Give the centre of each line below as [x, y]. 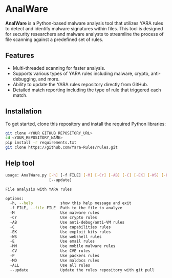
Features [20, 56]
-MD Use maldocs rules [55, 260]
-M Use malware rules [55, 213]
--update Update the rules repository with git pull [82, 270]
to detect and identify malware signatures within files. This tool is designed [84, 28]
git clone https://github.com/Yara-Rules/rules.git [61, 147]
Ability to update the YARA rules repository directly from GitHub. [80, 84]
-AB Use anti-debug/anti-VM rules [67, 222]
